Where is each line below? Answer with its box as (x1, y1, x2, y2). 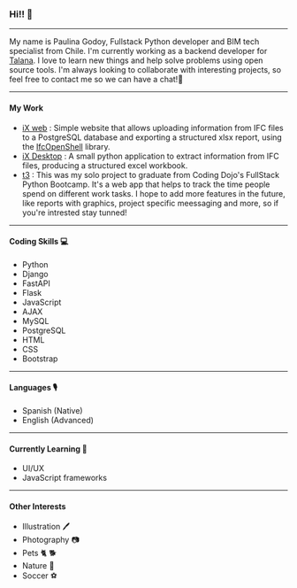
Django (21, 268, 49, 279)
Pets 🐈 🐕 (21, 548, 57, 559)
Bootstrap (21, 353, 58, 364)
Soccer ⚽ (21, 570, 57, 581)
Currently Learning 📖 (9, 443, 88, 454)
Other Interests (9, 500, 66, 512)
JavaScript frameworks (21, 473, 108, 484)
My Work (9, 102, 44, 113)
